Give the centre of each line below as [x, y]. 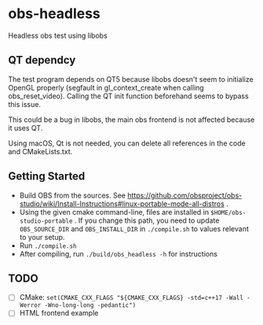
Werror [30, 305]
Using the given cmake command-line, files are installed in [114, 212]
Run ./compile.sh [48, 246]
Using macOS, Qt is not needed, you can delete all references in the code [127, 143]
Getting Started [47, 177]
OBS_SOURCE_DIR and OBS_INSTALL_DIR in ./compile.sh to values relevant [134, 228]
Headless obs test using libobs [58, 35]
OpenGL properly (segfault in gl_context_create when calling [106, 87]
